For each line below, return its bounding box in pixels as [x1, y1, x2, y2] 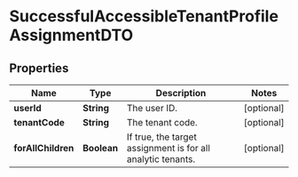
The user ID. [127, 102, 178, 114]
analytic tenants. [127, 153, 196, 165]
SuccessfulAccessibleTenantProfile [9, 6, 279, 27]
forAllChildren [13, 142, 74, 154]
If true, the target [127, 131, 197, 143]
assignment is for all [127, 142, 211, 154]
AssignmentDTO [9, 25, 134, 45]
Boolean [82, 142, 118, 154]
